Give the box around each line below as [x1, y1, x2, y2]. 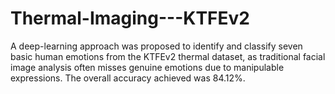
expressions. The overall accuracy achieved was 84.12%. [10, 72, 246, 84]
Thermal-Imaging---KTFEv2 [10, 7, 250, 30]
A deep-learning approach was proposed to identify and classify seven [10, 40, 303, 52]
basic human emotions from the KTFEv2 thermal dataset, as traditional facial [10, 50, 326, 62]
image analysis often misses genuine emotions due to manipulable [10, 61, 285, 73]
